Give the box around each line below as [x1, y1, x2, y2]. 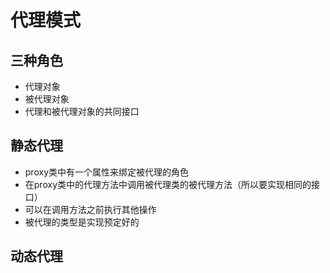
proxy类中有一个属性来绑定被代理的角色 [24, 166, 189, 178]
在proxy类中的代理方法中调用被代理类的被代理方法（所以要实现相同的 [24, 178, 312, 190]
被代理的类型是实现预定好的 [24, 216, 140, 228]
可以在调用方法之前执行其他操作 [24, 203, 157, 215]
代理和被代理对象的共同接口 [24, 106, 140, 117]
